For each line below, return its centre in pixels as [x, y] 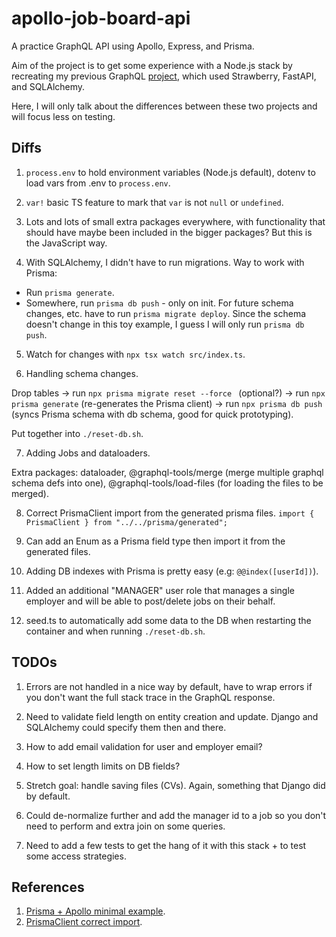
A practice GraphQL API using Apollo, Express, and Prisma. [133, 46]
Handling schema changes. [82, 373]
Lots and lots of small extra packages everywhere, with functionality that [175, 221]
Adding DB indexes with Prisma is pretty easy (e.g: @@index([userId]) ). [172, 571]
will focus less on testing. [63, 116]
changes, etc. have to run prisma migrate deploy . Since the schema [166, 313]
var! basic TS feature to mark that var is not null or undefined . [154, 202]
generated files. [58, 551]
